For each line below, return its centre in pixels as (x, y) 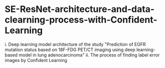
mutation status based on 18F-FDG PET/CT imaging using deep (70, 49)
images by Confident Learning (36, 60)
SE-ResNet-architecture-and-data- (80, 9)
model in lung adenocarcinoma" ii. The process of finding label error (89, 55)
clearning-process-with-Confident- (81, 20)
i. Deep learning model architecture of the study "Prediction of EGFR (75, 44)
